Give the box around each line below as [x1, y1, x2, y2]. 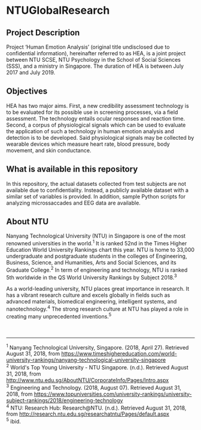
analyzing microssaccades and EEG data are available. [6, 199, 141, 206]
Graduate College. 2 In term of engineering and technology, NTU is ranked [6, 265, 188, 273]
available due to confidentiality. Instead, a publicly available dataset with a [6, 187, 189, 194]
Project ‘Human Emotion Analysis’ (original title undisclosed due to [6, 43, 170, 50]
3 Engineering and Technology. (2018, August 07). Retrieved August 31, [6, 383, 181, 391]
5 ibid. [6, 417, 21, 425]
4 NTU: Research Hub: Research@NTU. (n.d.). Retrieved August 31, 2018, [6, 403, 187, 411]
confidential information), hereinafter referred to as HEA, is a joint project [6, 50, 186, 57]
